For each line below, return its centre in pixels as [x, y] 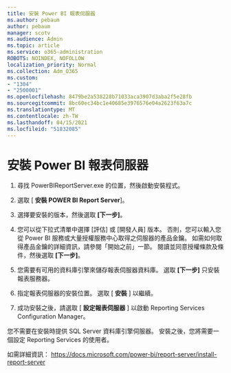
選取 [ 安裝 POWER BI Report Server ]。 [73, 200]
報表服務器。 [35, 279]
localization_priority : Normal [52, 65]
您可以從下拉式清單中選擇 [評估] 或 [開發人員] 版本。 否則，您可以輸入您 [119, 230]
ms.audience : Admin [35, 39]
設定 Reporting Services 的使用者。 [63, 340]
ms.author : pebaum [33, 20]
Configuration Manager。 [53, 316]
